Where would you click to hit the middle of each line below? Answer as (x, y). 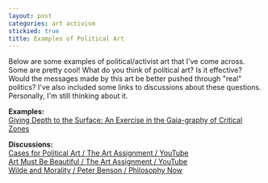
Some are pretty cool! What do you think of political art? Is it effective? (125, 70)
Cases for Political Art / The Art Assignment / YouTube (98, 153)
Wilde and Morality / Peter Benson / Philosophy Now (96, 170)
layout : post (30, 16)
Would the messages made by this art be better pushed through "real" (125, 79)
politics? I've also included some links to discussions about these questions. (135, 87)
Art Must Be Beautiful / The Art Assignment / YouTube (98, 162)
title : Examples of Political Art (67, 38)
